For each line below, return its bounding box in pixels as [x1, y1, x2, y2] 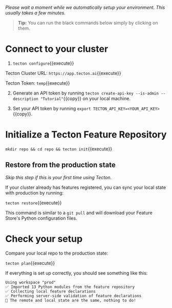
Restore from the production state [5, 161, 116, 169]
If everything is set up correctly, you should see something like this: [5, 269, 148, 276]
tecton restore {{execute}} [5, 200, 62, 206]
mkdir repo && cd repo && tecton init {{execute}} [5, 146, 113, 152]
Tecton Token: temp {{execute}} [5, 80, 70, 86]
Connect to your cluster [5, 43, 109, 55]
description [12, 96, 38, 102]
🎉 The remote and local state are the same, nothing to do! [5, 298, 137, 303]
